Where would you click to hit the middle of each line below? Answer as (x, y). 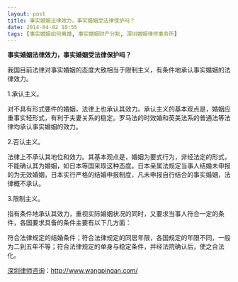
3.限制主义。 (26, 199)
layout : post (27, 14)
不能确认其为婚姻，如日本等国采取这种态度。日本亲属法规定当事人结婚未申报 (119, 166)
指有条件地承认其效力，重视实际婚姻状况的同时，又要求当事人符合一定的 (113, 214)
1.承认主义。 (25, 94)
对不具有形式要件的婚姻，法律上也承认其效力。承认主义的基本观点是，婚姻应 (119, 109)
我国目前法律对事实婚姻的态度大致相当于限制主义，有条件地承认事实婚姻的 (116, 70)
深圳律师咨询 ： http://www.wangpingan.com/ (73, 271)
